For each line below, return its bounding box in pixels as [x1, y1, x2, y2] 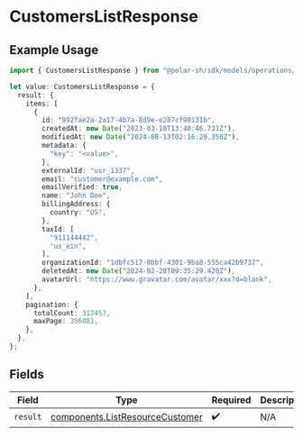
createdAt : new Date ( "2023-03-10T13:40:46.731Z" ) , [41, 124, 236, 133]
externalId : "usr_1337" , [41, 166, 135, 175]
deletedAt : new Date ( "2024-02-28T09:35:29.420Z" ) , [41, 267, 236, 276]
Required [211, 394, 252, 406]
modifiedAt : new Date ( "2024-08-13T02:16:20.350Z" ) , [41, 132, 241, 141]
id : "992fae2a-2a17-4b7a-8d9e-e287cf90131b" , [41, 115, 216, 125]
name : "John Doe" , [41, 191, 111, 200]
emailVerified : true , [41, 183, 124, 192]
